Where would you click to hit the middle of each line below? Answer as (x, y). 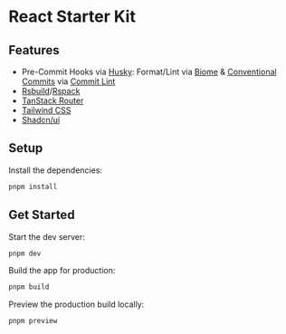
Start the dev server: (47, 236)
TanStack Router (52, 100)
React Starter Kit (72, 17)
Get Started (42, 215)
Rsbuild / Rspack (51, 91)
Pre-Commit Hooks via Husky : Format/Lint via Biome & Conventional (149, 72)
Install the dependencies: (56, 170)
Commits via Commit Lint (68, 81)
